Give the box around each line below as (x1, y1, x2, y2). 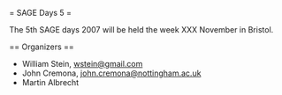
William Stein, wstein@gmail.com (21, 59, 143, 69)
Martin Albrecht (21, 77, 80, 87)
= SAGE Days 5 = (9, 8, 72, 18)
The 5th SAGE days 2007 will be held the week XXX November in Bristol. (9, 25, 274, 34)
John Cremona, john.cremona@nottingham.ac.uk (21, 68, 202, 78)
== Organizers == (9, 41, 75, 52)
